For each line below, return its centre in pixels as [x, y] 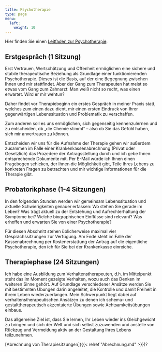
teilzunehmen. [19, 335]
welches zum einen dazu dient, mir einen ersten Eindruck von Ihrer [72, 109]
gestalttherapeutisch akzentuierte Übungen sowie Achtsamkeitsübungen [78, 305]
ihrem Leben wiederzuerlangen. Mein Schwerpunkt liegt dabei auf [71, 294]
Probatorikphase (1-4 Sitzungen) [55, 189]
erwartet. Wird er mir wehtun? [35, 94]
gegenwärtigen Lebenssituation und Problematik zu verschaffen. [69, 114]
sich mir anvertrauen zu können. [37, 134]
